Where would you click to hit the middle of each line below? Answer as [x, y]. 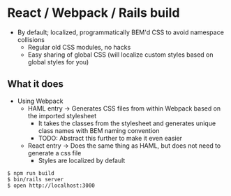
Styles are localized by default [82, 160]
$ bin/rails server [36, 179]
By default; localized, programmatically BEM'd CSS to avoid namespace [121, 32]
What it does [36, 84]
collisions [31, 39]
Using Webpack [40, 101]
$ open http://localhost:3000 [51, 185]
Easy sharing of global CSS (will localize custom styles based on [121, 55]
